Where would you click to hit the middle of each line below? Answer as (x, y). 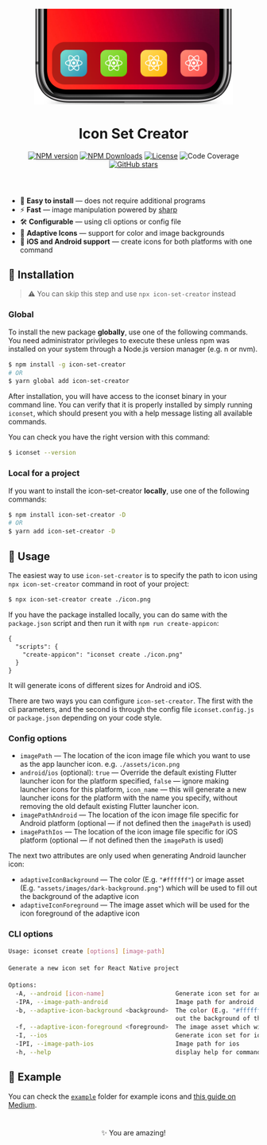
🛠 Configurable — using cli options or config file (100, 221)
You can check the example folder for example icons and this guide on (122, 1096)
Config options (38, 738)
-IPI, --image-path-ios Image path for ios (128, 1044)
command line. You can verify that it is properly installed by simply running (130, 405)
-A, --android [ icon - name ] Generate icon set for (133, 993)
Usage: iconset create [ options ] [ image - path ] (87, 952)
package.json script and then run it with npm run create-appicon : (114, 623)
